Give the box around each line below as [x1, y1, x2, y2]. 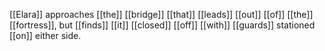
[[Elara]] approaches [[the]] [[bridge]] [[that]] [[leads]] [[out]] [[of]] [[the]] [9, 9, 314, 20]
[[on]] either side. [9, 30, 82, 41]
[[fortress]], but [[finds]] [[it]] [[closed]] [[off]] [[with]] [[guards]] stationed [9, 19, 316, 31]
